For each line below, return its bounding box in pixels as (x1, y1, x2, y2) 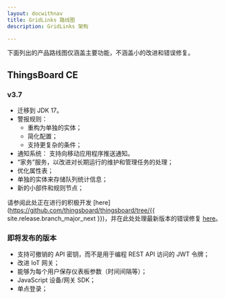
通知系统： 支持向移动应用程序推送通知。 (17, 149, 134, 158)
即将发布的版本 (7, 233, 57, 243)
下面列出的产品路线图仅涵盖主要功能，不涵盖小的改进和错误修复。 (7, 49, 194, 57)
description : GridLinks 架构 (7, 23, 89, 30)
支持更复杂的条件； (27, 141, 83, 149)
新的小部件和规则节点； (17, 184, 84, 192)
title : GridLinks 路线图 (7, 17, 76, 23)
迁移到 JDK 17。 (17, 106, 63, 114)
